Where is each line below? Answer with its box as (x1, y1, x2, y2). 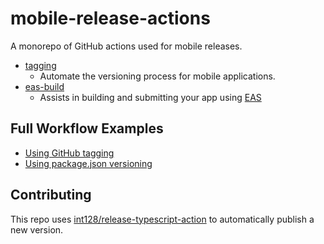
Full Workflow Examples (10, 120, 164, 137)
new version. (10, 223, 64, 236)
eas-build (24, 80, 65, 92)
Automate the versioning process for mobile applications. (39, 70, 276, 82)
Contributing (10, 187, 92, 204)
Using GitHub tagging (24, 147, 115, 159)
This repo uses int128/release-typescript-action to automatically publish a (10, 213, 315, 225)
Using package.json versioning (24, 157, 153, 169)
